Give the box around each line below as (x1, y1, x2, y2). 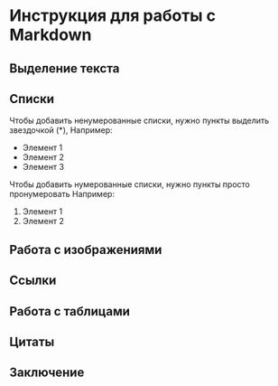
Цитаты (9, 334, 55, 349)
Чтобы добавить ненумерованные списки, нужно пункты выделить (9, 115, 270, 127)
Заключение (9, 365, 85, 381)
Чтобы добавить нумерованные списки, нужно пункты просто (9, 179, 251, 190)
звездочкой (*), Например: (9, 125, 113, 136)
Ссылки (9, 273, 57, 288)
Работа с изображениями (9, 241, 162, 258)
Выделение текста (9, 61, 120, 76)
